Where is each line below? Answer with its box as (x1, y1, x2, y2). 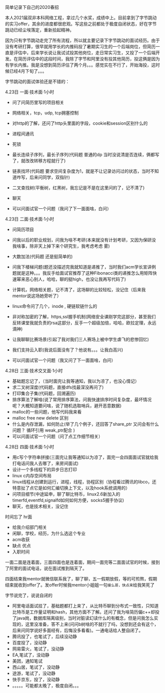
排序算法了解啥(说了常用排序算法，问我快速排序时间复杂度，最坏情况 (12, 397, 152, 402)
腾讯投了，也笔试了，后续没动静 (12, 634, 77, 639)
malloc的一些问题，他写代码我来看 (12, 409, 82, 415)
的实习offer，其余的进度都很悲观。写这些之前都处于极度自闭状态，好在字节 (5, 21, 157, 27)
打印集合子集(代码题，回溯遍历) (12, 390, 76, 396)
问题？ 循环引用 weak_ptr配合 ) (12, 427, 75, 433)
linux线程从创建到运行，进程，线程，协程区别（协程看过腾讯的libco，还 (12, 479, 157, 485)
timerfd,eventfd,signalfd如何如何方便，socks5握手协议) (12, 498, 124, 503)
